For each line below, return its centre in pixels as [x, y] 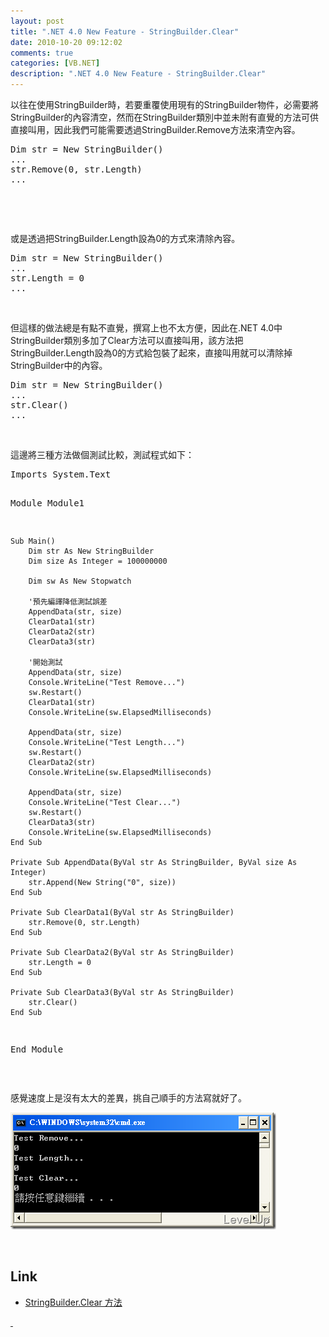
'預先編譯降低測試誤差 [68, 602]
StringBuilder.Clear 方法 [73, 1302]
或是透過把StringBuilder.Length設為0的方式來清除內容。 [125, 238]
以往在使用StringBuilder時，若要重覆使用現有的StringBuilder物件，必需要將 [164, 104]
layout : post [37, 21]
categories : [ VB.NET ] [55, 63]
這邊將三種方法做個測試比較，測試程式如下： [102, 454]
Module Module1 [47, 503]
